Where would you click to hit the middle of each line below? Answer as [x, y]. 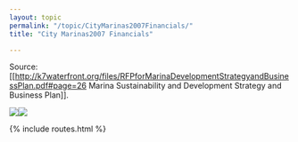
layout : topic [36, 17]
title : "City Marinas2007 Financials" [81, 34]
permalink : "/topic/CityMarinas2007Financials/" [101, 26]
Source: [24, 67]
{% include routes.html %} [58, 129]
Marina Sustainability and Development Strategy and [186, 86]
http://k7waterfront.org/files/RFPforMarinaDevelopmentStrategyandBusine [152, 76]
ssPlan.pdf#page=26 [48, 86]
